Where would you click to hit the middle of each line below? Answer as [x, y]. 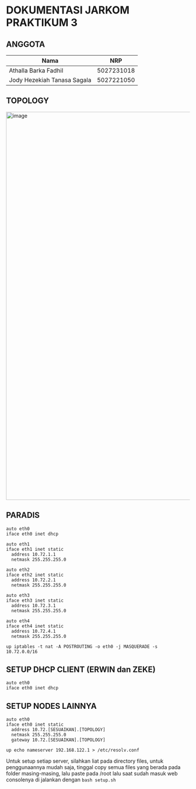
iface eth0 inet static [35, 725]
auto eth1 [18, 544]
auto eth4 [18, 621]
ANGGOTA [26, 44]
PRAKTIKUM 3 [42, 23]
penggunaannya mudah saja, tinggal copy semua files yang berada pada [93, 767]
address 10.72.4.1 [34, 631]
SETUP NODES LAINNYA [52, 706]
